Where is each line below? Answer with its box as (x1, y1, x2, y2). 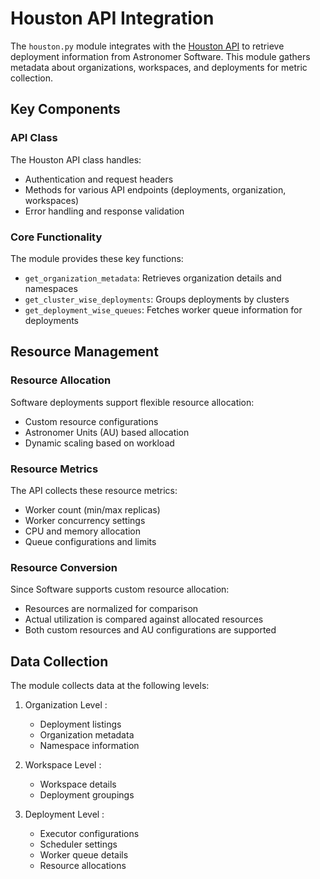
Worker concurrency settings (24, 514, 146, 526)
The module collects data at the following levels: (10, 680, 210, 692)
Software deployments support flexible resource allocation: (10, 396, 255, 408)
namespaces (24, 282, 78, 294)
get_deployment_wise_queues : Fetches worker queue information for (24, 303, 303, 316)
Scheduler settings (39, 838, 118, 851)
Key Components (10, 101, 121, 118)
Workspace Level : (24, 759, 102, 771)
